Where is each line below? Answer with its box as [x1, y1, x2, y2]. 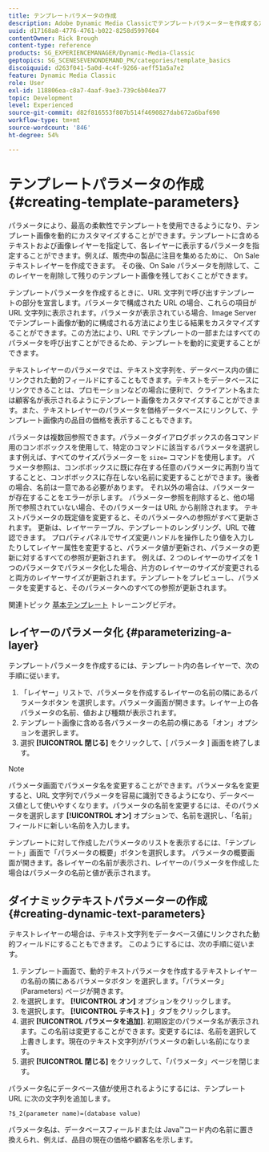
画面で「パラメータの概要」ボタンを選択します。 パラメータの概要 [29, 848, 248, 857]
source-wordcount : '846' [8, 124, 91, 132]
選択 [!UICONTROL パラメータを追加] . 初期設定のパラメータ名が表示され [19, 1016, 259, 1026]
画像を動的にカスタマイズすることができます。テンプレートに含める [35, 230, 260, 240]
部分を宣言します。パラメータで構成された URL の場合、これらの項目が [22, 298, 257, 307]
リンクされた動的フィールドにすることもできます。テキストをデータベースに [8, 375, 259, 385]
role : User [8, 79, 45, 87]
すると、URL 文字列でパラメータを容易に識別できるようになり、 [8, 791, 220, 800]
